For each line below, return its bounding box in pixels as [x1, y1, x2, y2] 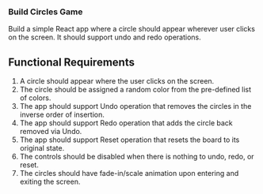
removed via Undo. [19, 127, 82, 136]
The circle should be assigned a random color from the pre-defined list [19, 85, 252, 95]
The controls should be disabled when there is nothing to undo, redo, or [19, 152, 255, 162]
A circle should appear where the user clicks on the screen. [19, 76, 215, 86]
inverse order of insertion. [19, 110, 105, 120]
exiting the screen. [19, 177, 81, 187]
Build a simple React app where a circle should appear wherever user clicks [8, 24, 256, 34]
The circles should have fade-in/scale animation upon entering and [19, 169, 239, 178]
